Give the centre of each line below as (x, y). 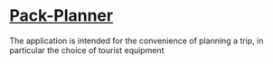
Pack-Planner (61, 16)
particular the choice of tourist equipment (87, 50)
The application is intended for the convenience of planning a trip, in (136, 41)
